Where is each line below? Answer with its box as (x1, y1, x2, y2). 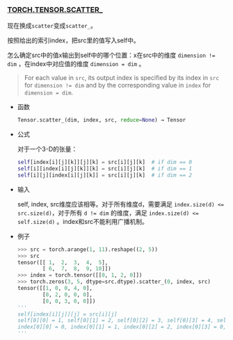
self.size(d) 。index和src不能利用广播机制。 (17, 217, 148, 225)
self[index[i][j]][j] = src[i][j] (17, 311, 118, 318)
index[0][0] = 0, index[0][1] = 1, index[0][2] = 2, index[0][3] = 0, (17, 323, 227, 331)
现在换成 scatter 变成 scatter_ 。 (7, 22, 97, 30)
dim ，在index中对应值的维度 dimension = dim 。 (7, 60, 145, 68)
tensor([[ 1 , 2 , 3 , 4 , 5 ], (17, 259, 109, 266)
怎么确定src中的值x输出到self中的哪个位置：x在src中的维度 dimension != (7, 51, 216, 60)
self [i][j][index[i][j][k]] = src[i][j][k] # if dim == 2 (17, 172, 193, 179)
